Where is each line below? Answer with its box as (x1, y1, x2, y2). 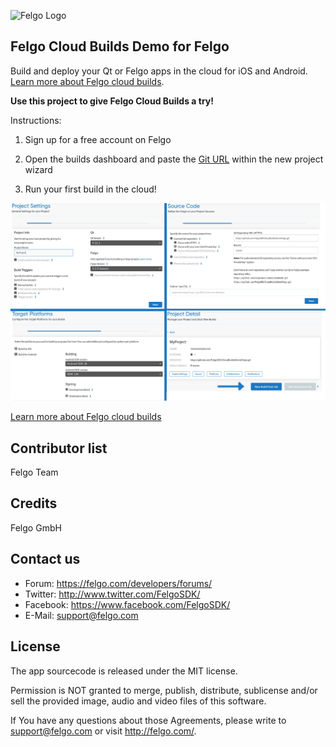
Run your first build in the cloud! (24, 183, 157, 195)
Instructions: (10, 114, 62, 126)
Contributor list (10, 440, 108, 457)
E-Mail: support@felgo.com (24, 609, 139, 621)
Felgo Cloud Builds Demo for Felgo (10, 38, 230, 55)
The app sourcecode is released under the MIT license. (10, 665, 238, 677)
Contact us (10, 551, 81, 568)
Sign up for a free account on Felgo (24, 133, 172, 145)
